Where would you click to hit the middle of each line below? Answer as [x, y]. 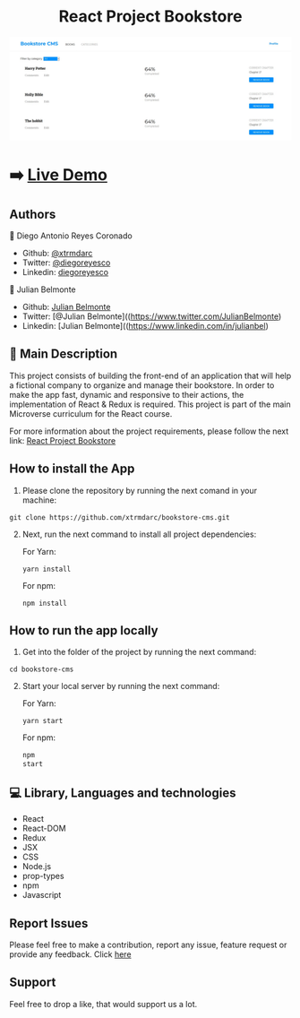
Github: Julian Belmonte [66, 307]
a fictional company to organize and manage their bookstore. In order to [142, 385]
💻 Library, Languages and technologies [123, 793]
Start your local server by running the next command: [121, 686]
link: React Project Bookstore [63, 440]
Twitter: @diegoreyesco [66, 263]
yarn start [43, 721]
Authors [33, 214]
